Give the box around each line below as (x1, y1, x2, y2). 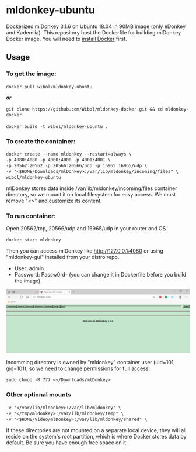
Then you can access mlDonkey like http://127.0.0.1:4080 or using (6, 247, 163, 254)
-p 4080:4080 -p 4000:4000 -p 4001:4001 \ (6, 157, 111, 163)
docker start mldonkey (6, 237, 61, 243)
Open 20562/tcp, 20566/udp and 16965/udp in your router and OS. (6, 225, 168, 232)
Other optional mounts (6, 391, 72, 399)
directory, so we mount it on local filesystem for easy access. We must (6, 191, 176, 198)
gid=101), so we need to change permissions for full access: (6, 365, 150, 372)
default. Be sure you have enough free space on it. (6, 439, 128, 446)
